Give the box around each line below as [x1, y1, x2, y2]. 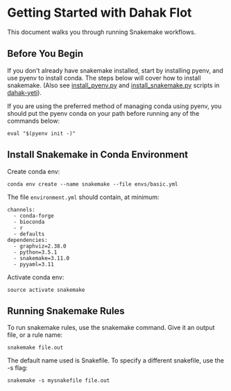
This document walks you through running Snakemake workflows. [7, 28, 196, 36]
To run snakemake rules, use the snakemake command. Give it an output [7, 324, 215, 332]
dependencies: [7, 236, 49, 243]
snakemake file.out [7, 345, 64, 351]
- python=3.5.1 [13, 248, 58, 256]
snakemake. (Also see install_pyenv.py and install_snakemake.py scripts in [7, 81, 220, 89]
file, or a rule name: [7, 331, 63, 339]
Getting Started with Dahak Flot [7, 5, 192, 21]
